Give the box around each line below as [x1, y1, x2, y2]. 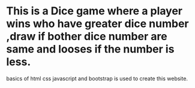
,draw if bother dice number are [6, 30, 167, 43]
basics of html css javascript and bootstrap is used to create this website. [6, 75, 188, 82]
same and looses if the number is [6, 43, 175, 56]
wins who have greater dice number [6, 17, 189, 31]
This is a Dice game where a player [6, 4, 183, 18]
